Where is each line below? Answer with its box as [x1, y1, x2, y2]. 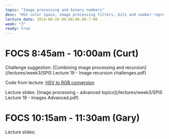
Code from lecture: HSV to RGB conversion [5, 80, 95, 86]
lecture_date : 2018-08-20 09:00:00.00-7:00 [5, 17, 98, 22]
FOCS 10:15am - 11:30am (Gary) [5, 112, 140, 124]
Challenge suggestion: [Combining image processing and [5, 64, 124, 71]
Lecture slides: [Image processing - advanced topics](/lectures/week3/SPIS [5, 89, 162, 96]
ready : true [5, 26, 30, 31]
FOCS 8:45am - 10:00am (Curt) [5, 48, 139, 59]
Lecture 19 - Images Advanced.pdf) [5, 95, 79, 101]
